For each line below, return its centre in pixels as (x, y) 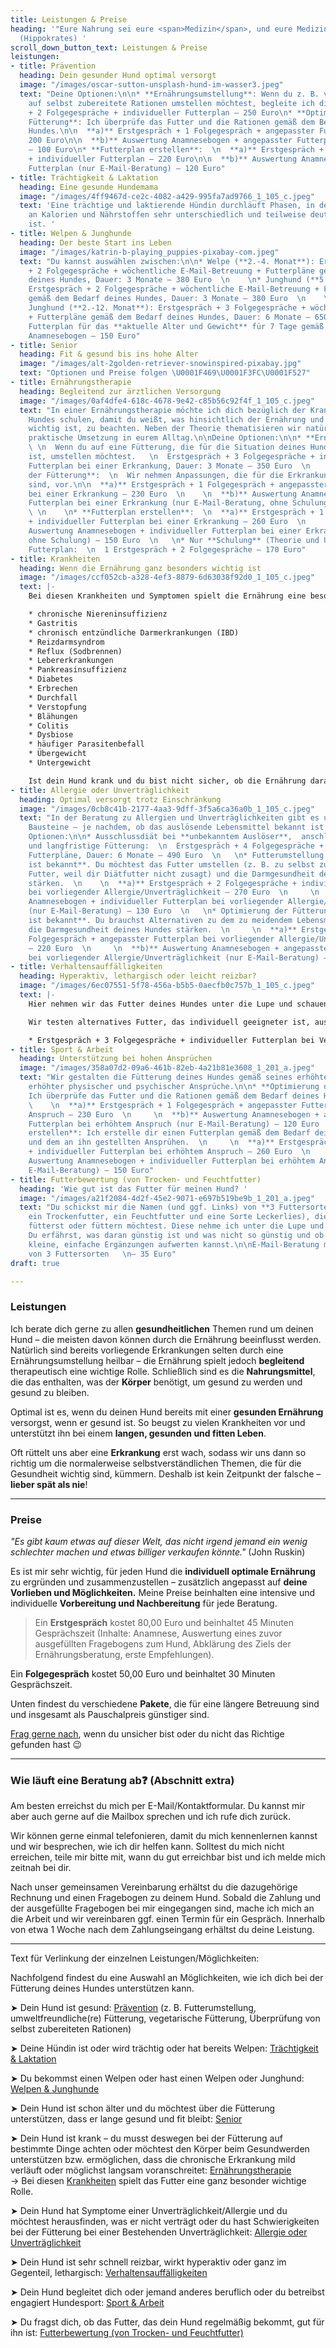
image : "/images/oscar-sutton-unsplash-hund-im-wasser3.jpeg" (151, 85)
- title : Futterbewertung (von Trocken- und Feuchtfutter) (136, 1179)
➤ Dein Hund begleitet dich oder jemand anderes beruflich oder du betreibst (167, 2292)
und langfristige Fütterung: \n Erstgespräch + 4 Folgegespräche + (176, 846)
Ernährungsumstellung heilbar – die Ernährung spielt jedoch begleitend (157, 1360)
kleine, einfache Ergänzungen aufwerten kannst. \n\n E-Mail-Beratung (174, 1244)
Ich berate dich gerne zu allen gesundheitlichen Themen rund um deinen (162, 1328)
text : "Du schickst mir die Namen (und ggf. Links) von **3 (147, 1207)
